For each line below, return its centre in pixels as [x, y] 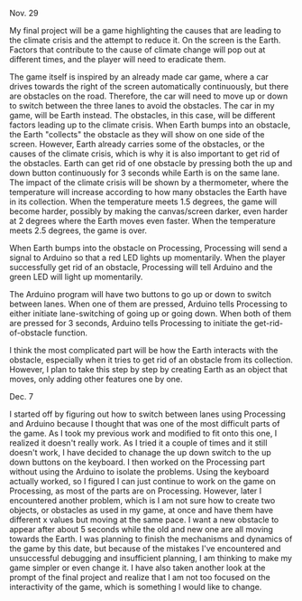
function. [71, 333]
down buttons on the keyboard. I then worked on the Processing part [137, 462]
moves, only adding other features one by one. [96, 379]
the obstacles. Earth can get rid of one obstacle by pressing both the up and [151, 163]
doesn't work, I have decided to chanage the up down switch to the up [141, 452]
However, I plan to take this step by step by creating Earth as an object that [149, 369]
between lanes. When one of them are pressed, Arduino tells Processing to [149, 304]
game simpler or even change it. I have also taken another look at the [137, 568]
